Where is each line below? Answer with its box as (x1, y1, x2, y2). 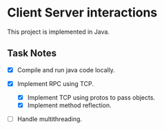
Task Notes (7, 47, 57, 59)
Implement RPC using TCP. (17, 79, 94, 87)
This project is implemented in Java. (7, 28, 110, 36)
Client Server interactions (7, 5, 158, 21)
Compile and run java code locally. (17, 65, 116, 74)
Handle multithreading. (17, 115, 83, 123)
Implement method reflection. (27, 101, 112, 109)
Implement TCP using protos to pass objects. (27, 93, 156, 101)
